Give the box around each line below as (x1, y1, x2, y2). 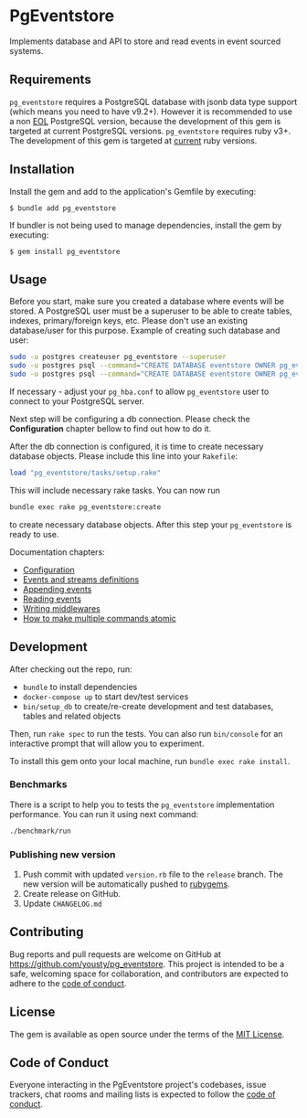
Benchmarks (9, 778, 68, 791)
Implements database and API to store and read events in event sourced (9, 36, 281, 47)
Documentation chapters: (9, 546, 105, 558)
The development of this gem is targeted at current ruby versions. (9, 134, 258, 146)
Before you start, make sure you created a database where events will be (9, 296, 285, 307)
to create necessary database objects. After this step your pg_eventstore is (9, 518, 292, 530)
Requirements (9, 72, 91, 88)
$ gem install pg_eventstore (9, 247, 121, 256)
